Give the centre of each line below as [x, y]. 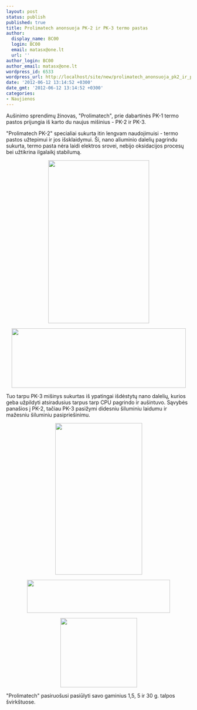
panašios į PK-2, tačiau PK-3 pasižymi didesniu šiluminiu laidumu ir [86, 408]
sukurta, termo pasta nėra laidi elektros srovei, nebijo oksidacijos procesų [95, 146]
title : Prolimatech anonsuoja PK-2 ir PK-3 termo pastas [77, 28]
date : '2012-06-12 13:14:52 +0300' [50, 83]
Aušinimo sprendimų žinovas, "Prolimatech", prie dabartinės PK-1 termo [92, 116]
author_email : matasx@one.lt [42, 66]
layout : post [22, 11]
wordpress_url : [25, 77]
